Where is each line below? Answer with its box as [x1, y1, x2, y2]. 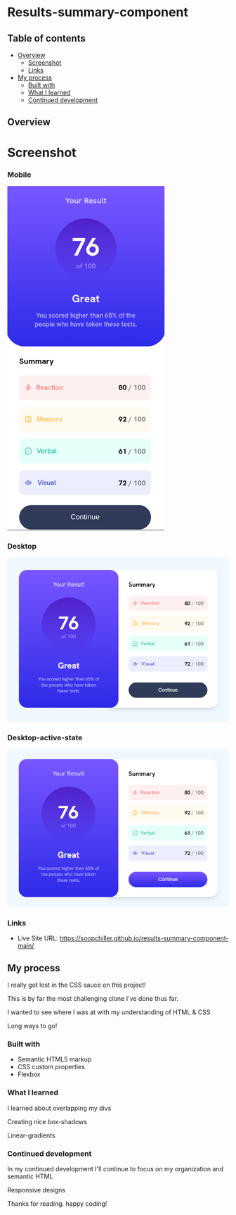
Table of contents [7, 32, 86, 44]
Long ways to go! [7, 1022, 58, 1030]
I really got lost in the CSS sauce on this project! [7, 980, 146, 990]
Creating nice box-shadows [7, 1117, 88, 1126]
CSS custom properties [17, 1063, 86, 1071]
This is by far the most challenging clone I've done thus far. [7, 995, 179, 1003]
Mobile [7, 170, 32, 180]
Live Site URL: [17, 934, 58, 942]
